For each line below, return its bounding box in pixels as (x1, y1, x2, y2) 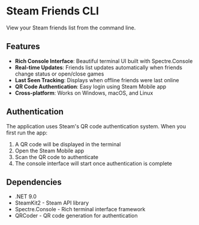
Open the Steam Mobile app (14, 147, 85, 154)
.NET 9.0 (14, 193, 37, 200)
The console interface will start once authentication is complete (14, 160, 173, 167)
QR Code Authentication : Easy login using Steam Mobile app (14, 83, 167, 90)
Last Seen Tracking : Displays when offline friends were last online (14, 76, 179, 83)
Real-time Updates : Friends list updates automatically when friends (14, 64, 183, 71)
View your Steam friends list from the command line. (6, 24, 136, 31)
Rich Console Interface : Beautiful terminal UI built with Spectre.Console (14, 57, 193, 64)
